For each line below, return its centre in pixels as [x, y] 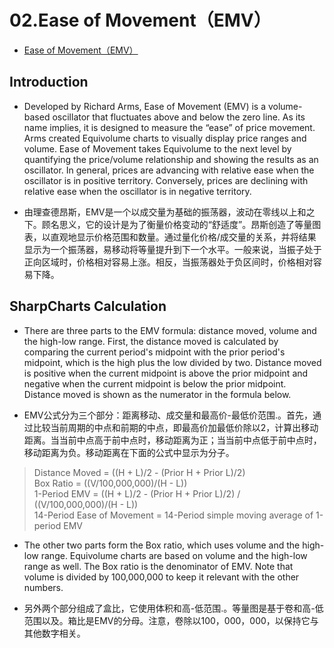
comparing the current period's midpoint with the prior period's [154, 352]
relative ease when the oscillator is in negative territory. [137, 191]
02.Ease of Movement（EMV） [140, 20]
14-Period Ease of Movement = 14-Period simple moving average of [173, 515]
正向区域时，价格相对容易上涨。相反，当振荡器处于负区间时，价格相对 [168, 262]
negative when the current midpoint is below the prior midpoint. [155, 383]
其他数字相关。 [54, 633]
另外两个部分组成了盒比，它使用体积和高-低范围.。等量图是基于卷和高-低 [173, 608]
